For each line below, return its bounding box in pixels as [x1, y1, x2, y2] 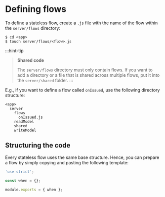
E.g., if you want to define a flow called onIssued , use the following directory [5, 87, 160, 93]
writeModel [14, 128, 37, 133]
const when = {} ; [5, 178, 41, 183]
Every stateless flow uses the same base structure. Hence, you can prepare [5, 154, 160, 160]
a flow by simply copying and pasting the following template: [5, 159, 129, 165]
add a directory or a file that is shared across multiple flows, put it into [17, 72, 160, 78]
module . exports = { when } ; [5, 187, 63, 192]
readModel [14, 119, 35, 124]
